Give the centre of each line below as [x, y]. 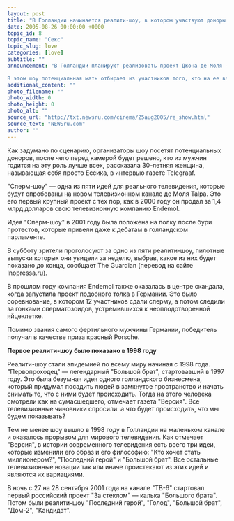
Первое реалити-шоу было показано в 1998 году [82, 350]
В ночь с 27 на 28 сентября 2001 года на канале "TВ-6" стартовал [106, 487]
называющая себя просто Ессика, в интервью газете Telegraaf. [102, 173]
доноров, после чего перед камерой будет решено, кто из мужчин [107, 157]
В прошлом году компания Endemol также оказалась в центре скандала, [116, 286]
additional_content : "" [42, 85]
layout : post [26, 14]
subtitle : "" [26, 59]
